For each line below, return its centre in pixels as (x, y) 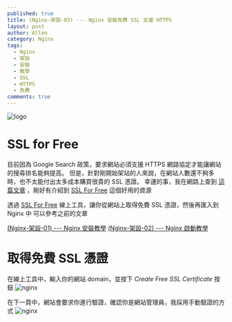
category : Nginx (30, 39)
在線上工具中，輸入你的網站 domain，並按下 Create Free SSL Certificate (110, 279)
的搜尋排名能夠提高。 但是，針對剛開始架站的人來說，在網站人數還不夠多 (111, 172)
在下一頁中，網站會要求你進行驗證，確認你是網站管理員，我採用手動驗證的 (113, 302)
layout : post (26, 26)
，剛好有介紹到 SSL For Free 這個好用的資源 (89, 190)
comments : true (29, 97)
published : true (30, 13)
